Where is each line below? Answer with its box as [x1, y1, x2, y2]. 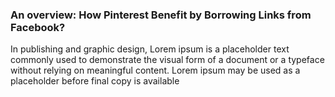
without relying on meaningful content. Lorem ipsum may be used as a [10, 64, 301, 77]
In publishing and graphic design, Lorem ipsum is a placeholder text [10, 43, 290, 55]
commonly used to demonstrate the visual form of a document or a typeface [10, 54, 325, 66]
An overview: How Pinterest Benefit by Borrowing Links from [10, 8, 312, 22]
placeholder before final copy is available [10, 75, 180, 87]
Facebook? [10, 20, 66, 34]
